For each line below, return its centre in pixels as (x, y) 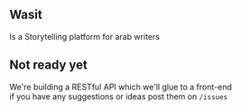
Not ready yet (49, 65)
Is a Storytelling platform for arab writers (85, 36)
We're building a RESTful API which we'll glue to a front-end (121, 87)
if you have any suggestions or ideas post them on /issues (119, 96)
